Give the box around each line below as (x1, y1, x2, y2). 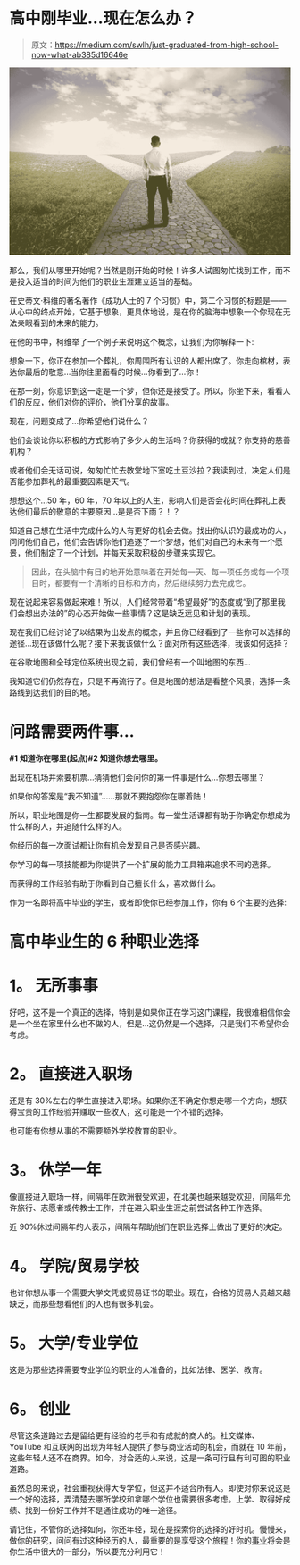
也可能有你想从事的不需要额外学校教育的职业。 (9, 1126, 181, 1136)
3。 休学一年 (9, 1160, 102, 1180)
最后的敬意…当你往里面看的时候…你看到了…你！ (24, 367, 203, 378)
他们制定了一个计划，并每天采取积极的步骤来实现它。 (24, 548, 221, 558)
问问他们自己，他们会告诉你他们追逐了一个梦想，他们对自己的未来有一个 (9, 537, 275, 548)
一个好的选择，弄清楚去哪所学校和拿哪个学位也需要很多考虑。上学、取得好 (9, 1494, 283, 1504)
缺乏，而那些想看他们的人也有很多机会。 (9, 1298, 158, 1309)
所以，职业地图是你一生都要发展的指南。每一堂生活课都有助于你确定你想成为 (9, 810, 291, 821)
